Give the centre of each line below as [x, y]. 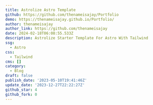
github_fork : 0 [21, 94]
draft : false [19, 76]
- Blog [17, 71]
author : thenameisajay [29, 24]
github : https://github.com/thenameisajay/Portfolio [62, 15]
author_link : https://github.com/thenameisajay [56, 29]
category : [16, 66]
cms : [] [13, 62]
